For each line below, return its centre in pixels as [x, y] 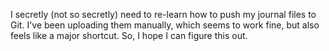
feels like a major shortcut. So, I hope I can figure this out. [129, 35]
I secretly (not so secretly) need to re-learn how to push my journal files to [163, 14]
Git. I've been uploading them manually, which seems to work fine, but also [165, 25]
